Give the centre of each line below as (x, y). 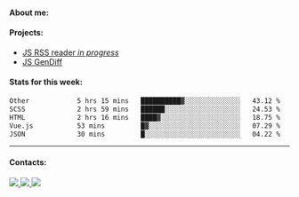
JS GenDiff (42, 61)
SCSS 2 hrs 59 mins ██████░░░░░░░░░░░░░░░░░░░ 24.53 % (145, 109)
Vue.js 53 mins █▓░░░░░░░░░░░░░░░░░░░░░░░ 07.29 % (145, 126)
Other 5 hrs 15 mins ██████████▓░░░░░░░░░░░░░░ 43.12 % (145, 101)
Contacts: (28, 162)
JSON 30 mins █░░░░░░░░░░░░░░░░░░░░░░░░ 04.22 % (145, 134)
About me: (29, 12)
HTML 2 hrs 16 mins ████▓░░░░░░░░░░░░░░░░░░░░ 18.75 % (145, 117)
